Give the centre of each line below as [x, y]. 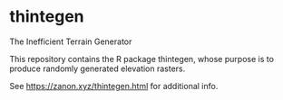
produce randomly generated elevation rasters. [98, 68]
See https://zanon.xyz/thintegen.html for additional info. [114, 86]
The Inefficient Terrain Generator [71, 41]
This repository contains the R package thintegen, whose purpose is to [142, 59]
